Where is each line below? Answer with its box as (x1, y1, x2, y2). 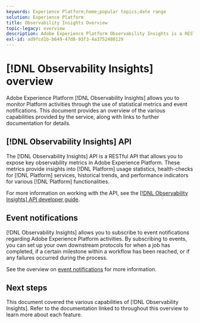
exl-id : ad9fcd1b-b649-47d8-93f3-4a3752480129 (6, 36, 124, 42)
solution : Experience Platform (6, 14, 84, 20)
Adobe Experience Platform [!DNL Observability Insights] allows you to (6, 94, 180, 101)
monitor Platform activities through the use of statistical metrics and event (6, 101, 187, 108)
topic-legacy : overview (6, 25, 65, 32)
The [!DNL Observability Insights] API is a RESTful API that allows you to (6, 152, 183, 159)
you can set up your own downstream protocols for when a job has (6, 242, 171, 249)
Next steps (6, 283, 48, 293)
